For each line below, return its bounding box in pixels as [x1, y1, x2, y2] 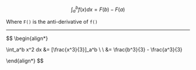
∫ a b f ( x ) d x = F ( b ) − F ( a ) [71, 5, 125, 14]
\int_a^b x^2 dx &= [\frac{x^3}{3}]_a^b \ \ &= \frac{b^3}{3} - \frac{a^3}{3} [6, 46, 183, 53]
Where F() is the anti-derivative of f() [6, 19, 98, 25]
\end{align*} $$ [6, 57, 44, 64]
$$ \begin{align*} [6, 35, 48, 42]
